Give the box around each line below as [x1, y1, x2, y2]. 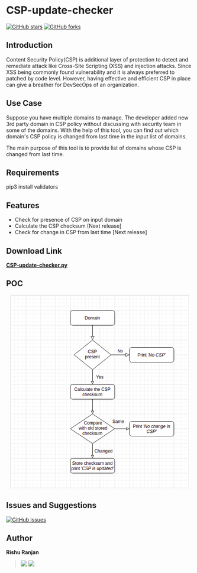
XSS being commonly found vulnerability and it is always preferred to [6, 69, 175, 76]
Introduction [6, 40, 53, 50]
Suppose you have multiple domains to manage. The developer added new [6, 114, 189, 121]
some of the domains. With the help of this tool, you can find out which [6, 127, 179, 134]
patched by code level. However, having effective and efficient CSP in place [6, 75, 191, 82]
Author [6, 533, 33, 543]
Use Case [6, 98, 43, 108]
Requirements [6, 167, 59, 177]
